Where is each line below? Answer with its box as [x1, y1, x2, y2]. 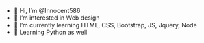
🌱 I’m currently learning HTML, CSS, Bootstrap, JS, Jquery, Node [13, 21, 197, 29]
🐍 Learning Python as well [13, 28, 88, 36]
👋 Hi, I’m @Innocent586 [13, 7, 81, 14]
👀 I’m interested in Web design [13, 14, 100, 22]
